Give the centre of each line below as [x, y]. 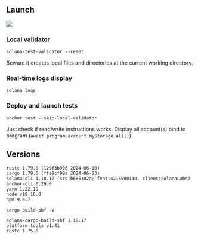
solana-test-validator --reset [45, 52]
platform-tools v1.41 [33, 226]
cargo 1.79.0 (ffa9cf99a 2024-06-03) [53, 173]
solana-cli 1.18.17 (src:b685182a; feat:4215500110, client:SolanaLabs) [98, 179]
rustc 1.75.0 [22, 231]
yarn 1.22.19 [22, 189]
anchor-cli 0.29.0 [29, 184]
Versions [23, 154]
